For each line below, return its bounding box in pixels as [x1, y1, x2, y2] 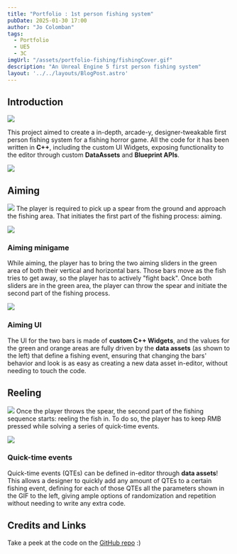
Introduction [7, 96, 64, 108]
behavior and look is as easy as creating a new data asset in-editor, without [7, 359, 228, 367]
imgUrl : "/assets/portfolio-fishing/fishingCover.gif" [7, 57, 173, 64]
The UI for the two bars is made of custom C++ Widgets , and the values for [7, 336, 230, 345]
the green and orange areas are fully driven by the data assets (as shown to [7, 343, 231, 352]
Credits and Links [7, 519, 87, 532]
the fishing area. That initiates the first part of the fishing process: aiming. [7, 212, 222, 221]
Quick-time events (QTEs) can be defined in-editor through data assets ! [7, 469, 219, 477]
